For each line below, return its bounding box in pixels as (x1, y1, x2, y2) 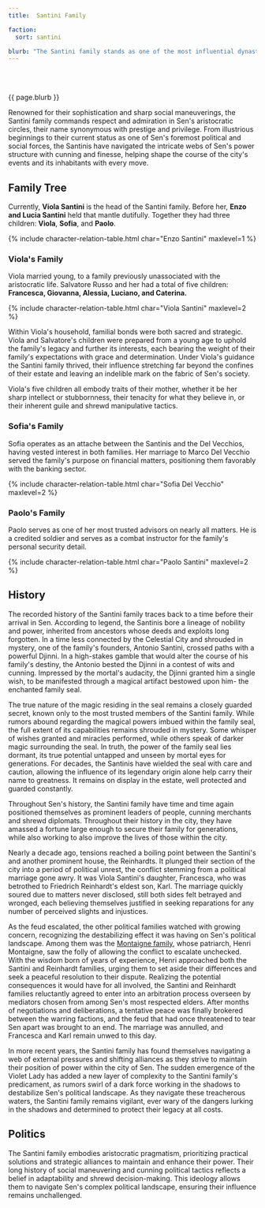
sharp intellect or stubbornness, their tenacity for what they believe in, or (8, 393, 245, 402)
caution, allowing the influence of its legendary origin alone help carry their (8, 766, 252, 777)
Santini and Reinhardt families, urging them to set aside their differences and (8, 964, 257, 973)
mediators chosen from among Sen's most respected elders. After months (8, 997, 250, 1006)
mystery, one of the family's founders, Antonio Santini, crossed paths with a (8, 643, 255, 652)
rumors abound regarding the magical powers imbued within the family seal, (8, 717, 256, 726)
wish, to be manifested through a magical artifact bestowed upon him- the (8, 676, 249, 686)
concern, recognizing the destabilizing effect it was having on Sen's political (8, 930, 256, 939)
